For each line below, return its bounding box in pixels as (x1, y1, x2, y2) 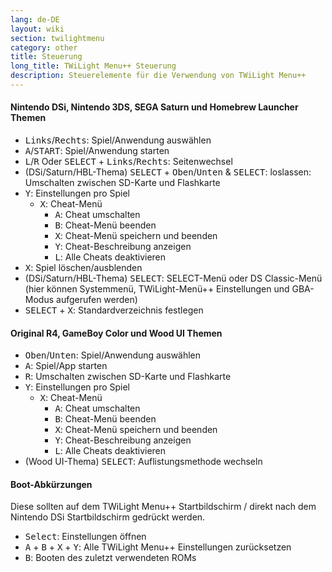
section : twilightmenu (10, 33, 105, 43)
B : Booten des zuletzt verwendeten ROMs (24, 552, 197, 564)
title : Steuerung (10, 52, 83, 62)
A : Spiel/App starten (24, 360, 108, 372)
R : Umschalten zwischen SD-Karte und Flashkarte (24, 371, 232, 383)
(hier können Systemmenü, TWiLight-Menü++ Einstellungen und (24, 283, 290, 295)
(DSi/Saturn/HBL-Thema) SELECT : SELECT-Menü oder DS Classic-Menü (24, 272, 323, 285)
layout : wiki (10, 24, 65, 34)
